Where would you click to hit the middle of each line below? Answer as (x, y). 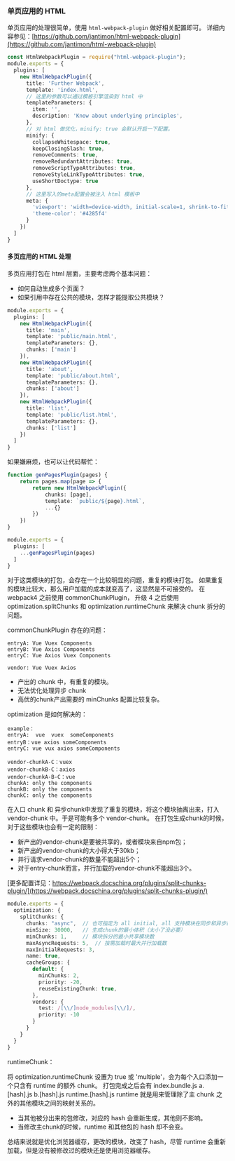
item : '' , (47, 109)
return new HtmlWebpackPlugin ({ (80, 488)
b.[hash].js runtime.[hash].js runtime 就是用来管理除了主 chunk (124, 1094)
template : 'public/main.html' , (71, 337)
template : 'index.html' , (62, 90)
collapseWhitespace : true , (72, 142)
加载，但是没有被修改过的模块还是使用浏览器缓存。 (81, 1150)
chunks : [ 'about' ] (52, 389)
